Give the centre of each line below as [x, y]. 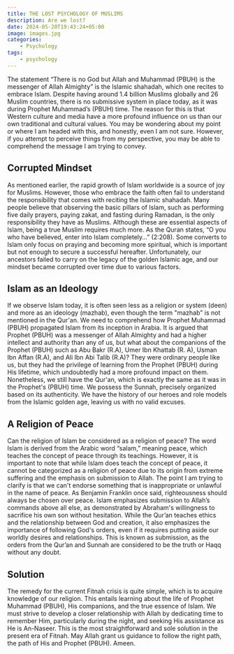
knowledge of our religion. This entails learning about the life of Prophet [111, 598]
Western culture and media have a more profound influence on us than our [115, 116]
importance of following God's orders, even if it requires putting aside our [113, 530]
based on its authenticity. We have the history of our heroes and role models [117, 394]
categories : [24, 40]
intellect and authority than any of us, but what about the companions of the [117, 343]
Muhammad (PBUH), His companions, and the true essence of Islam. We [112, 606]
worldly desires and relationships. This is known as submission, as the [108, 538]
